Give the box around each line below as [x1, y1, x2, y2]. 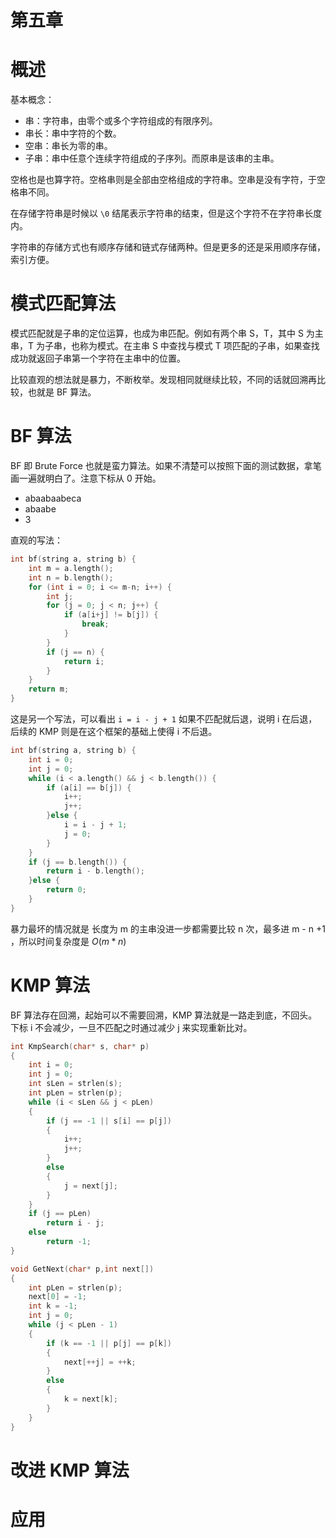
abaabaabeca [24, 492, 82, 504]
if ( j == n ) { [46, 647, 105, 657]
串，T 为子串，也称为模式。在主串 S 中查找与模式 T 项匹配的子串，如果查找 [10, 340, 320, 352]
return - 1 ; [46, 1237, 92, 1247]
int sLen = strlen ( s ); [28, 1079, 123, 1089]
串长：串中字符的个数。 [24, 127, 122, 140]
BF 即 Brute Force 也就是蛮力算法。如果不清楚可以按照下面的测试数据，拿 [10, 460, 313, 471]
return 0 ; [46, 885, 87, 895]
